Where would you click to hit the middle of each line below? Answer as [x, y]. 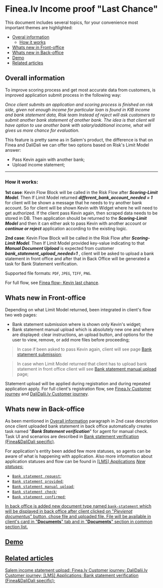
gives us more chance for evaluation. [42, 130]
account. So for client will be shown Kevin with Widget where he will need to [81, 208]
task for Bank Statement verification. [41, 264]
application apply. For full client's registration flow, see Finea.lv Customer [78, 389]
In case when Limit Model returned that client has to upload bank [82, 364]
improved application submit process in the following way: [63, 95]
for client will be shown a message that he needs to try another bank [73, 203]
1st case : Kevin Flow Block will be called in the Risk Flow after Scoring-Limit [81, 193]
